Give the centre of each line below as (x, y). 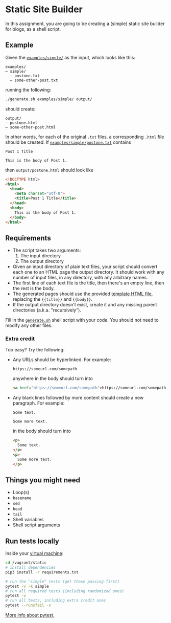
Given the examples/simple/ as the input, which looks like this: (70, 57)
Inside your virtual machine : (34, 553)
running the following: (28, 90)
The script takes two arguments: (47, 250)
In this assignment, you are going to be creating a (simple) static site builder (85, 24)
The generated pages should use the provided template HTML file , (83, 294)
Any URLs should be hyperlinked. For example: (62, 360)
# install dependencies (31, 568)
